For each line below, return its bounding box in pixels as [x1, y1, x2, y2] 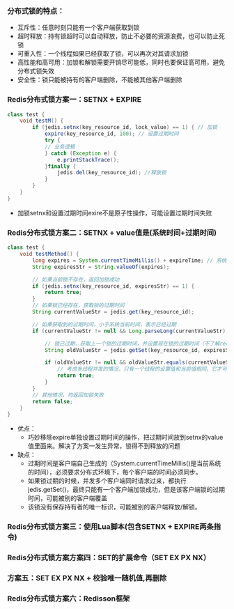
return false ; [32, 398, 73, 405]
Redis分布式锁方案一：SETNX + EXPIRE [7, 95, 141, 105]
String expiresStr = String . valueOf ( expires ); [32, 263, 170, 270]
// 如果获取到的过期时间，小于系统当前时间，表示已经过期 [32, 321, 176, 328]
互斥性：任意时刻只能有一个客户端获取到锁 [17, 23, 140, 32]
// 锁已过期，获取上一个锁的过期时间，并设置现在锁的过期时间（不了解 [44, 340, 220, 347]
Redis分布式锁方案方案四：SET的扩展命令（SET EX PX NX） [7, 553, 211, 562]
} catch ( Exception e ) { [44, 150, 117, 157]
